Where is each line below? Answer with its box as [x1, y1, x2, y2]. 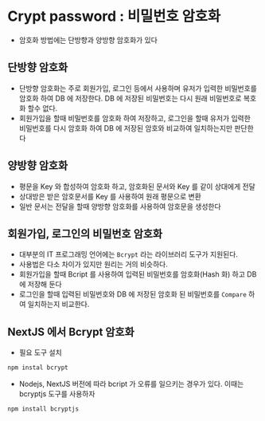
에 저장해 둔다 [18, 280, 62, 289]
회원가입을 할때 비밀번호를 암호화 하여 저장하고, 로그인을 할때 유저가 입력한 [18, 113, 251, 123]
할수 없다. [27, 103, 58, 112]
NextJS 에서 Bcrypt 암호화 [7, 325, 134, 339]
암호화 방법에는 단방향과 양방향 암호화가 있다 [18, 35, 158, 45]
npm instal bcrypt [7, 364, 68, 372]
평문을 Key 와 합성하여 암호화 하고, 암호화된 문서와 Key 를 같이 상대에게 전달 [18, 181, 255, 191]
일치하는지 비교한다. [27, 300, 90, 309]
